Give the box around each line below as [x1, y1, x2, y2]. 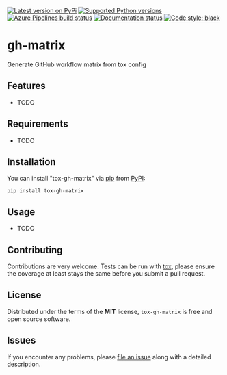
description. [7, 360, 41, 368]
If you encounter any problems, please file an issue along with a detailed [7, 352, 211, 361]
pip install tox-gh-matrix [7, 187, 84, 194]
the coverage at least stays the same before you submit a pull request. [7, 270, 206, 277]
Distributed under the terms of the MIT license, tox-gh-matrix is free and [7, 307, 213, 315]
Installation [7, 156, 56, 168]
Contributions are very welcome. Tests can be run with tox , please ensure [7, 262, 215, 270]
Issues [7, 335, 36, 346]
